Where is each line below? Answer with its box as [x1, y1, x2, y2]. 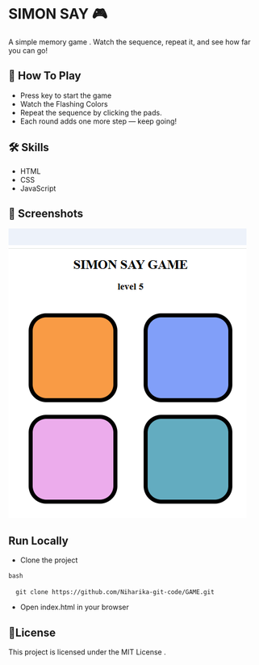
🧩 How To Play [8, 69, 81, 83]
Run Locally [8, 533, 69, 548]
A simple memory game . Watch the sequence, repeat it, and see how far [8, 36, 251, 47]
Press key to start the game [19, 90, 112, 100]
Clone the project [19, 555, 78, 565]
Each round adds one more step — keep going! [19, 116, 178, 126]
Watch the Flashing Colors [19, 99, 108, 108]
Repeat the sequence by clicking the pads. [19, 107, 163, 117]
